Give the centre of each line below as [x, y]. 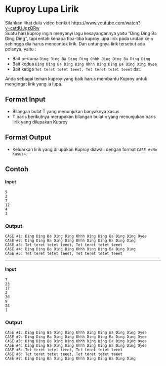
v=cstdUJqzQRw [22, 28]
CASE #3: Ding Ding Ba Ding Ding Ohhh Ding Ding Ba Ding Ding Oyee [76, 341]
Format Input [25, 100]
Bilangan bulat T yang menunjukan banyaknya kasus [66, 111]
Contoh [17, 169]
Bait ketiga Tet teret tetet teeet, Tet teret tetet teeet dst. [77, 69]
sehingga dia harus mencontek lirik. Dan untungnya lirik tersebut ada [75, 43]
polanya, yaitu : [21, 49]
